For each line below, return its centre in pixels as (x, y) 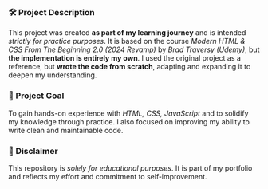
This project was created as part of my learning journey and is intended (127, 33)
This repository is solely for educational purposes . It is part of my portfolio (130, 168)
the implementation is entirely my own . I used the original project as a (125, 58)
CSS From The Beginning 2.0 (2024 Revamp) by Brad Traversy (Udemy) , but (134, 49)
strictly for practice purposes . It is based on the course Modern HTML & (127, 41)
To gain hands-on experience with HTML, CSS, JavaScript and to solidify (128, 113)
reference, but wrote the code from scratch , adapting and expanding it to (130, 67)
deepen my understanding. (53, 75)
